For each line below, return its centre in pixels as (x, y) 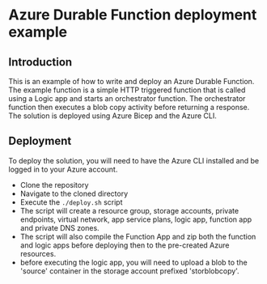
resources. (38, 253)
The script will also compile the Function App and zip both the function (138, 236)
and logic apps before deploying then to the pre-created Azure (125, 245)
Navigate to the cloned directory (74, 193)
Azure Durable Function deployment (133, 15)
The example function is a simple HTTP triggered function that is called (127, 90)
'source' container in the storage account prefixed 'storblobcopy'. (130, 271)
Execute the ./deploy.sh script (71, 202)
